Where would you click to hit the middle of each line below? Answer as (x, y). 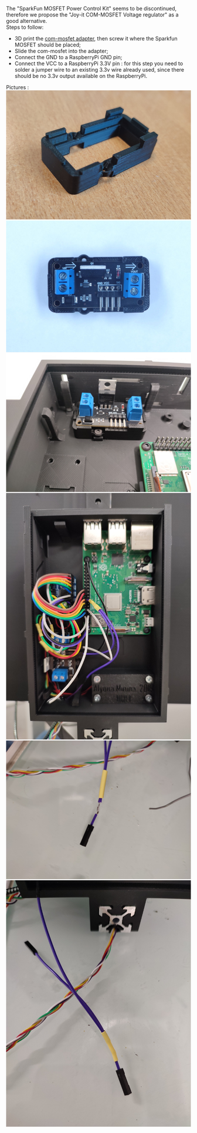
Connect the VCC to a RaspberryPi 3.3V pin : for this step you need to (99, 63)
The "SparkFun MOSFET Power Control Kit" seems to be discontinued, (91, 9)
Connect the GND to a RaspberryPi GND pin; (68, 57)
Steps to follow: (25, 27)
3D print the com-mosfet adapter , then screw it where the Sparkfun (96, 38)
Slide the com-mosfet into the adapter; (61, 51)
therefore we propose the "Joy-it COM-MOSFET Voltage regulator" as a (92, 15)
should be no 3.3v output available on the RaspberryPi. (81, 76)
